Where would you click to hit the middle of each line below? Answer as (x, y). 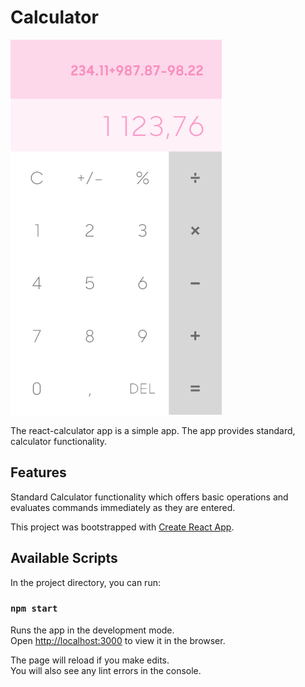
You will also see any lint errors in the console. (106, 670)
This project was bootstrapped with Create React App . (122, 527)
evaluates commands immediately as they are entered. (123, 507)
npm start (34, 609)
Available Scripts (64, 558)
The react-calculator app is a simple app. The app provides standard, (153, 430)
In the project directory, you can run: (85, 582)
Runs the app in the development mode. (92, 630)
